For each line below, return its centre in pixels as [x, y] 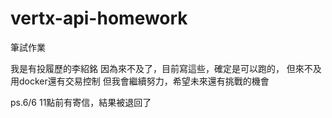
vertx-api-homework [99, 18]
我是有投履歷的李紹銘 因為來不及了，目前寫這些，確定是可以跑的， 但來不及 [166, 68]
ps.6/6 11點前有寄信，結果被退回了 [81, 102]
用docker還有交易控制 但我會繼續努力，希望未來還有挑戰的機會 [140, 81]
